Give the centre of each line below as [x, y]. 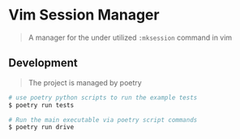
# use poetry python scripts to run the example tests [103, 98]
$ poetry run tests [41, 105]
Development [43, 63]
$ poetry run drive [41, 128]
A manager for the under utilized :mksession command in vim [130, 37]
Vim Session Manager [84, 15]
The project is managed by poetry [85, 82]
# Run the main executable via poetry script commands [103, 119]
